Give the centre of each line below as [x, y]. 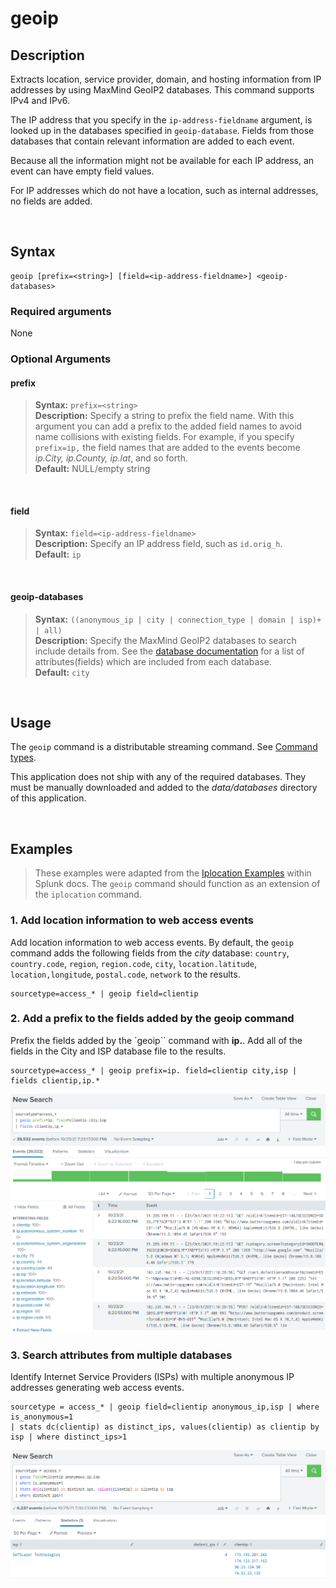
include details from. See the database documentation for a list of [169, 651]
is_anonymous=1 [42, 1417]
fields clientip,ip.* [55, 1080]
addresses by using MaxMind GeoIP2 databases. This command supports [162, 90]
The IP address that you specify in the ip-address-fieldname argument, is [161, 120]
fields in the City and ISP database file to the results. [118, 1051]
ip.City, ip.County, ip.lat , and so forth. [111, 458]
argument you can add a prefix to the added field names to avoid [168, 426]
